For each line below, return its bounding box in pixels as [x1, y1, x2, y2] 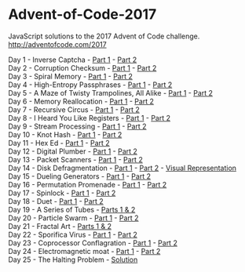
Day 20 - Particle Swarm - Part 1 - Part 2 [8, 213, 139, 223]
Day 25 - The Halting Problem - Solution [8, 255, 138, 264]
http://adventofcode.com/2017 [8, 39, 108, 49]
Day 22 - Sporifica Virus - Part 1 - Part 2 [8, 230, 137, 239]
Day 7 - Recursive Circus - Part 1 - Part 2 [8, 104, 140, 114]
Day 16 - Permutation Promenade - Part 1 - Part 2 [8, 180, 167, 189]
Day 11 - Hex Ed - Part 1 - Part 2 [8, 138, 110, 147]
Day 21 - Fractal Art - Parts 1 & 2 [8, 221, 112, 230]
